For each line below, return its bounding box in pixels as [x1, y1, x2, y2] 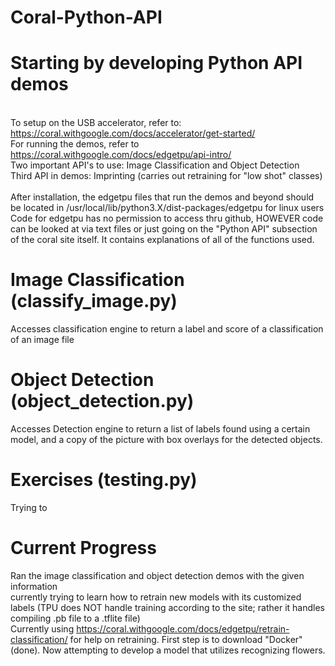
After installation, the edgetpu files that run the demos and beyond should [10, 191, 315, 203]
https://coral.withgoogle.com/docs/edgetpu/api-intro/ [10, 149, 232, 161]
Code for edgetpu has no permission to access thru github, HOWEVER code [10, 212, 324, 225]
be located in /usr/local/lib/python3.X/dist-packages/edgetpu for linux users [10, 202, 325, 214]
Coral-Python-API [10, 6, 163, 29]
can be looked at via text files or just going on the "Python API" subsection [10, 223, 318, 235]
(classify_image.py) [10, 290, 178, 313]
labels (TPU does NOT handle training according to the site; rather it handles [10, 601, 325, 613]
